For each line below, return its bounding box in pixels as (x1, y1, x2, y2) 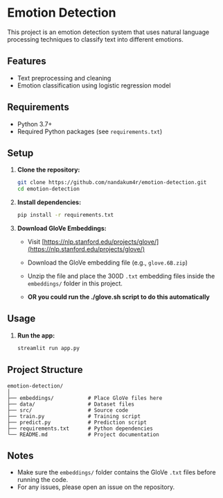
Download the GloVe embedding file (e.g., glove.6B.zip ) (27, 258, 188, 267)
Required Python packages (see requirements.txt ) (17, 127, 163, 135)
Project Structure (7, 364, 83, 376)
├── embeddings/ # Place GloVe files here (7, 395, 163, 401)
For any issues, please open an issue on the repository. (17, 483, 175, 491)
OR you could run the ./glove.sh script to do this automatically (27, 293, 210, 301)
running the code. (17, 476, 69, 484)
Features (7, 56, 46, 67)
